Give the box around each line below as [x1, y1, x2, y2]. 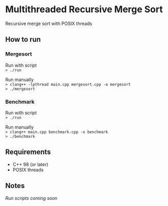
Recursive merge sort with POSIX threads [5, 20, 93, 27]
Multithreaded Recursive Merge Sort [5, 4, 163, 15]
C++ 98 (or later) [12, 161, 48, 167]
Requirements [5, 148, 51, 157]
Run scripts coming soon [5, 195, 58, 201]
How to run [5, 35, 41, 44]
